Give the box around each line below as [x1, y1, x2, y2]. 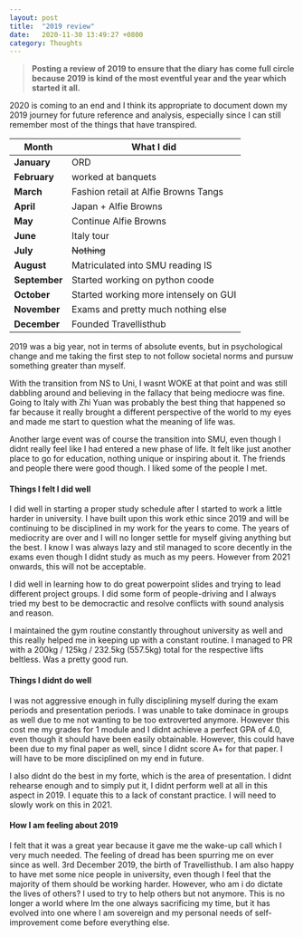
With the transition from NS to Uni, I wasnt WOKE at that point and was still [9, 378, 288, 389]
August [14, 259, 47, 272]
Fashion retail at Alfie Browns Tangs [71, 186, 224, 198]
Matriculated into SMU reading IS [71, 259, 213, 272]
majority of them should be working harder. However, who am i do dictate [9, 878, 283, 889]
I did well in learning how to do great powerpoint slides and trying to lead [9, 578, 281, 589]
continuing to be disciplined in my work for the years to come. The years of [9, 522, 289, 534]
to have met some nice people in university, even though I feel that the [9, 868, 271, 879]
